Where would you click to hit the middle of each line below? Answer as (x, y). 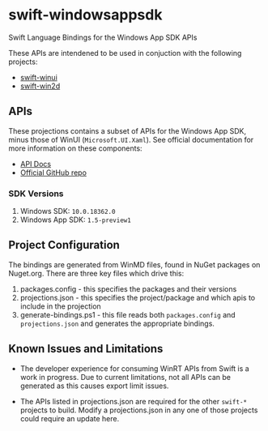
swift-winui (39, 77)
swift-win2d (40, 86)
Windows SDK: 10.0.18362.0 (68, 211)
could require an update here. (70, 418)
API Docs (35, 164)
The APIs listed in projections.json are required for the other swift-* (134, 401)
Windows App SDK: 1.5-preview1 (75, 220)
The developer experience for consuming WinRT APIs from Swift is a (134, 368)
